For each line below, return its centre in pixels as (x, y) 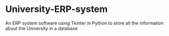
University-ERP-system (57, 9)
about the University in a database (41, 28)
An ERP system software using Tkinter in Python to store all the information (84, 23)
